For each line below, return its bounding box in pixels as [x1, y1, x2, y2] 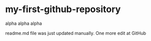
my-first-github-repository [5, 4, 121, 15]
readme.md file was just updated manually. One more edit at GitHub [5, 30, 146, 36]
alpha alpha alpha [5, 20, 42, 26]
